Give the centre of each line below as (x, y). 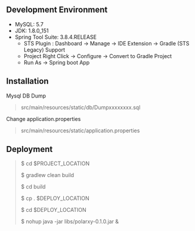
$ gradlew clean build (47, 175)
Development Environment (57, 10)
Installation (27, 81)
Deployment (30, 149)
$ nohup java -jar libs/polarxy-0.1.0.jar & (70, 221)
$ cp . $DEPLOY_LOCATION (55, 198)
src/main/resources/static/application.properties (80, 130)
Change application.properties (44, 118)
